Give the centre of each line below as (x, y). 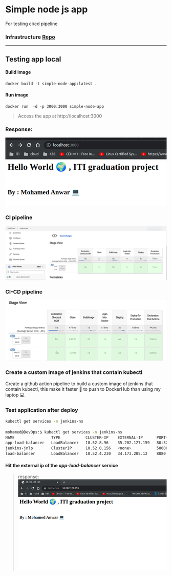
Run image (17, 95)
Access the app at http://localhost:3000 (60, 116)
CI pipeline (19, 217)
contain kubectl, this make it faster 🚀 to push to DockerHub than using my (83, 389)
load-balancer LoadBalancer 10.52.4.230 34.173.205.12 (76, 454)
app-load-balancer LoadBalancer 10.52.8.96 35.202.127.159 (78, 443)
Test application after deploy (42, 410)
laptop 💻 (15, 395)
